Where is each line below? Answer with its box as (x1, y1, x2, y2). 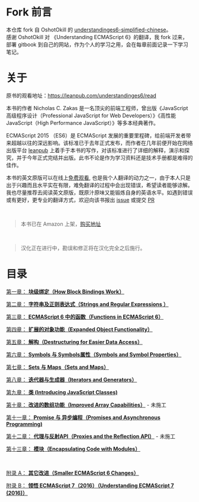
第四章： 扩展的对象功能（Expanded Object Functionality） (6, 326, 153, 333)
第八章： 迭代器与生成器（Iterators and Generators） (6, 376, 137, 383)
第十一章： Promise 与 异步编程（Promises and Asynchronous (6, 414, 161, 421)
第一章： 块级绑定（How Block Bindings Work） (6, 288, 124, 295)
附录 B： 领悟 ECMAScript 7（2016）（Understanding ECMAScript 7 (6, 482, 174, 489)
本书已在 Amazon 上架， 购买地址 (20, 220, 101, 227)
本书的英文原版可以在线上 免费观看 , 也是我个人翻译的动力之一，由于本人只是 (6, 174, 191, 181)
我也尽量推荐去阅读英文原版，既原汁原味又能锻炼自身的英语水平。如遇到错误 (6, 189, 193, 196)
